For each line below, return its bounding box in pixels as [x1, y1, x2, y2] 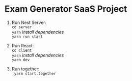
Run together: [11, 66, 40, 72]
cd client [11, 48, 32, 53]
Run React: [11, 42, 34, 48]
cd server [11, 24, 32, 30]
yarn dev [11, 57, 30, 62]
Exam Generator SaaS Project [4, 3, 127, 15]
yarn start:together [14, 71, 56, 76]
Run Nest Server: [11, 20, 47, 25]
